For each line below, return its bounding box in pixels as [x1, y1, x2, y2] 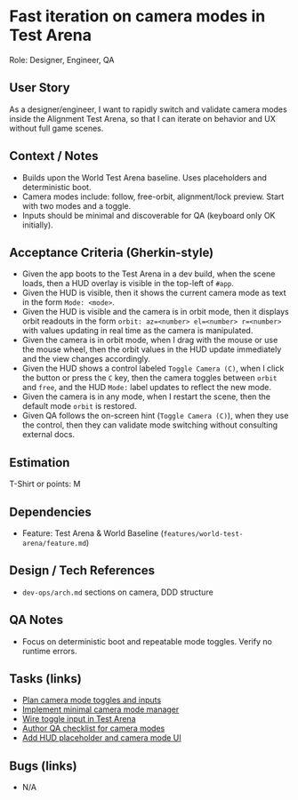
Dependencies [9, 504, 92, 519]
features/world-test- [163, 530, 244, 539]
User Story [9, 80, 70, 95]
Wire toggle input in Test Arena [21, 714, 136, 724]
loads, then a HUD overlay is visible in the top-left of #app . [21, 278, 234, 289]
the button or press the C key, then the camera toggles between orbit [21, 372, 278, 383]
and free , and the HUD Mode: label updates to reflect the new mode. [21, 382, 271, 393]
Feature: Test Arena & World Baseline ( [21, 528, 165, 539]
